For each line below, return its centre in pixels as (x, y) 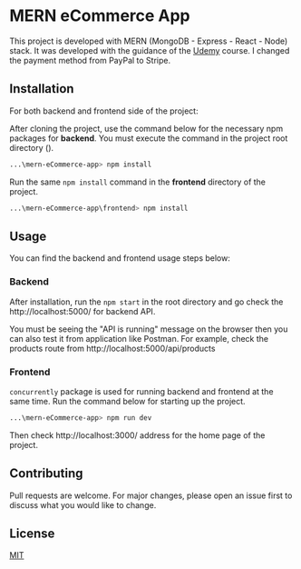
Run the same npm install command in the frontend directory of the (137, 182)
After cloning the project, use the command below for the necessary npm (146, 128)
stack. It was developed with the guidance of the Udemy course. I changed (150, 50)
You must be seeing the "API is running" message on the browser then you (149, 329)
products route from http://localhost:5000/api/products (112, 348)
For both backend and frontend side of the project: (104, 111)
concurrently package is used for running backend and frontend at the (141, 391)
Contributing (46, 474)
